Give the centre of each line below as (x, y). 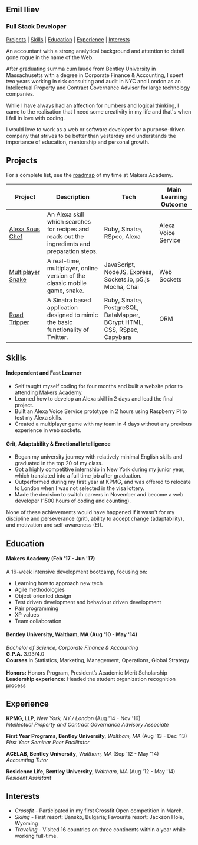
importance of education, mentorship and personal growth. (78, 142)
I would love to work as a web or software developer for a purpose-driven (96, 129)
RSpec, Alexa (123, 236)
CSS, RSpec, (121, 330)
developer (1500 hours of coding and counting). (73, 501)
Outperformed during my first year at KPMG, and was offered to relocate (103, 482)
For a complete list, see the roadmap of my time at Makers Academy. (90, 175)
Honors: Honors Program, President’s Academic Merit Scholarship (87, 673)
